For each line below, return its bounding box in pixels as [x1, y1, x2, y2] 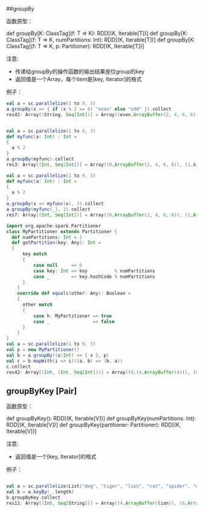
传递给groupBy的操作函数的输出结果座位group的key [14, 68, 145, 75]
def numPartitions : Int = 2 [11, 234, 83, 240]
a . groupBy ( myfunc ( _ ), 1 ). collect [6, 206, 91, 212]
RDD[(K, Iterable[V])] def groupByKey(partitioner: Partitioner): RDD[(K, [6, 421, 181, 428]
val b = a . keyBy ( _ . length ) [6, 489, 74, 495]
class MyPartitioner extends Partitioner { [6, 228, 118, 235]
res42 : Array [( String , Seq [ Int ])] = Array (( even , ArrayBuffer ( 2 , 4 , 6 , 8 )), [6, 111, 201, 117]
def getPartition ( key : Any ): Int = [11, 240, 101, 246]
